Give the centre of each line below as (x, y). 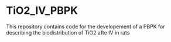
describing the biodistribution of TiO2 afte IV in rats (68, 32)
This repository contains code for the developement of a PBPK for (85, 26)
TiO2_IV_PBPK (42, 11)
